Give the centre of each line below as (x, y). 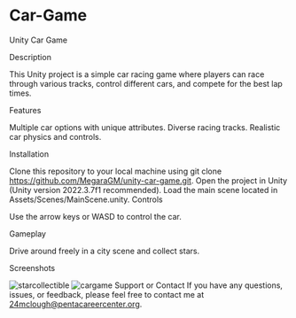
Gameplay (28, 233)
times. (20, 93)
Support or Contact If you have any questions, (199, 285)
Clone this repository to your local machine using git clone (116, 171)
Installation (29, 154)
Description (30, 57)
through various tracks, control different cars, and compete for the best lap (146, 83)
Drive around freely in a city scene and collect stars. (105, 251)
